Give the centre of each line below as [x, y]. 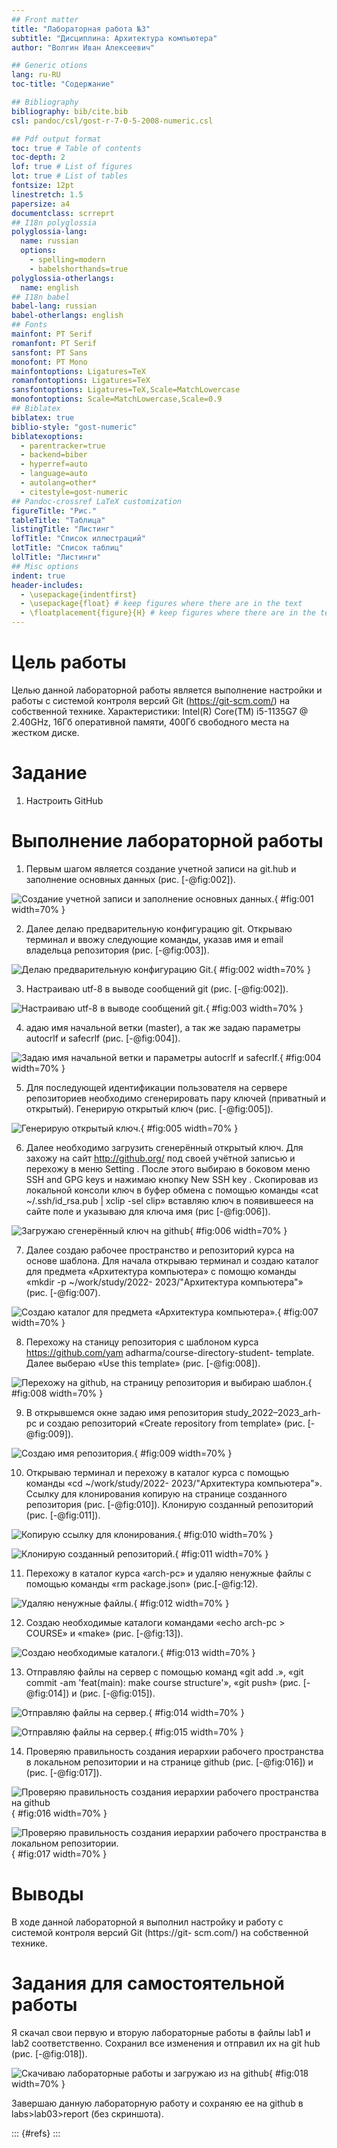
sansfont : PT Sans [49, 352]
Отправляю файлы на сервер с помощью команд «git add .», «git [164, 1672]
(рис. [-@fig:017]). [64, 1772]
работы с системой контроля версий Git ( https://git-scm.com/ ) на [150, 700]
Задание [49, 773]
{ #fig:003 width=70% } [254, 1008]
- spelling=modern [67, 260]
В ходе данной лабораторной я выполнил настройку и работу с [147, 1922]
